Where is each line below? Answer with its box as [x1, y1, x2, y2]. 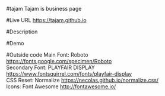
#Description [6, 28, 38, 35]
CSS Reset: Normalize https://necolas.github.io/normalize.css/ [6, 77, 159, 83]
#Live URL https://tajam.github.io [6, 17, 87, 23]
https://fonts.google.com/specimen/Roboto [6, 58, 112, 64]
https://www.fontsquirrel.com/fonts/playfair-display [6, 70, 132, 77]
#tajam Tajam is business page [6, 5, 82, 12]
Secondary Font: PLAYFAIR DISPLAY [6, 64, 95, 71]
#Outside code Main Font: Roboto [6, 51, 88, 58]
